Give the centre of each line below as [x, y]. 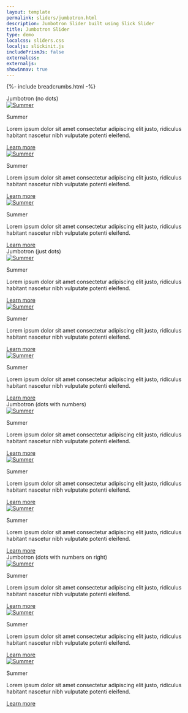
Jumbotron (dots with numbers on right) [57, 557]
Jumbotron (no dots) [32, 98]
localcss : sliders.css [35, 41]
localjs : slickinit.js [35, 47]
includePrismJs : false [35, 52]
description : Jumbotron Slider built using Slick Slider [81, 23]
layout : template [28, 12]
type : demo [20, 35]
